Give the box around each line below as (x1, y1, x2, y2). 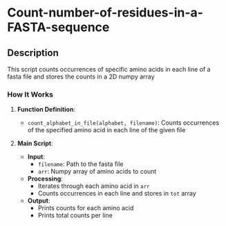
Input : (27, 153, 45, 161)
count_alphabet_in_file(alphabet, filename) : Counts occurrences (27, 119, 220, 127)
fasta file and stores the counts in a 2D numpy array (7, 72, 155, 81)
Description (7, 47, 59, 59)
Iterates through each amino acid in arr (37, 182, 150, 190)
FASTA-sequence (7, 19, 110, 35)
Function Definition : (17, 105, 76, 114)
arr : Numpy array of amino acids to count (37, 167, 157, 176)
